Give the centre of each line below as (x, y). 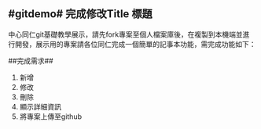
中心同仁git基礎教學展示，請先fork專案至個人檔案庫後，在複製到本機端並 (125, 34)
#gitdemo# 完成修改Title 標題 (81, 14)
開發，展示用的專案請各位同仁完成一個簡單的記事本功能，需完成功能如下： (135, 44)
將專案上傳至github (51, 116)
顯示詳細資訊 (40, 106)
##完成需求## (31, 60)
